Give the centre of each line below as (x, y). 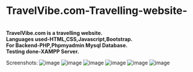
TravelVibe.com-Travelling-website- (97, 11)
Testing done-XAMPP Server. (43, 51)
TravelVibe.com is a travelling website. (54, 33)
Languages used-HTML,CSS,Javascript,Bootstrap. (69, 39)
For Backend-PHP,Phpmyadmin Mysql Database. (67, 45)
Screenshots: (22, 63)
